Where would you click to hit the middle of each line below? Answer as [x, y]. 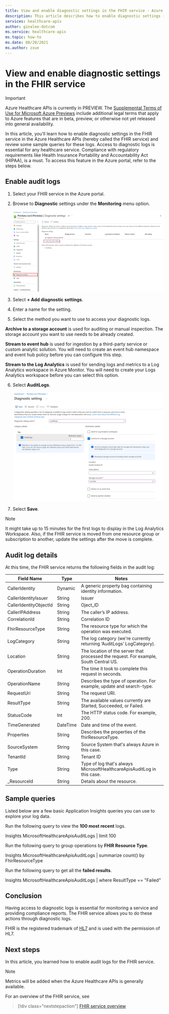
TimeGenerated [24, 725]
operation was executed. [107, 632]
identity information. [102, 591]
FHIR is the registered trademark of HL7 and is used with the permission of [82, 928]
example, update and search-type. [117, 686]
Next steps [23, 950]
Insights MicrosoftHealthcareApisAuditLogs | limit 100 [61, 836]
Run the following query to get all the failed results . [59, 870]
